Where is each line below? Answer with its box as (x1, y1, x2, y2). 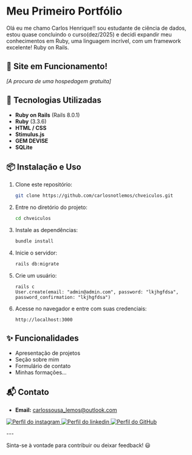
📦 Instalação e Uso (6, 162, 81, 172)
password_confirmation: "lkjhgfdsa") (15, 294, 111, 300)
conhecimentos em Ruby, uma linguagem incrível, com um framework (6, 37, 181, 44)
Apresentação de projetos (15, 349, 81, 357)
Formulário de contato (15, 362, 71, 369)
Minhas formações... (15, 369, 67, 376)
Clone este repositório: (15, 181, 73, 188)
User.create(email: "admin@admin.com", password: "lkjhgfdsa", (15, 289, 179, 295)
